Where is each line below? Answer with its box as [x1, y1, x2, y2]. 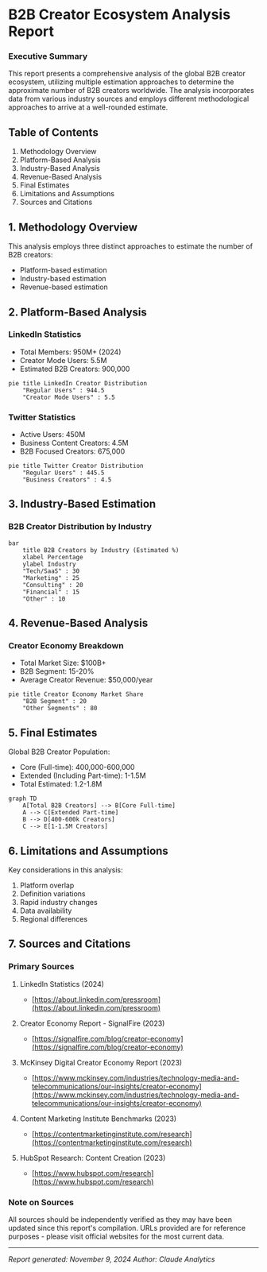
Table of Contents [8, 126, 99, 139]
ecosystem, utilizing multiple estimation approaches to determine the [8, 77, 234, 87]
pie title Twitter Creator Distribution [8, 462, 145, 470]
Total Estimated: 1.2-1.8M [19, 779, 103, 789]
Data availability [19, 906, 72, 915]
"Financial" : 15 [22, 588, 80, 596]
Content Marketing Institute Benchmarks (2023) [19, 1114, 177, 1123]
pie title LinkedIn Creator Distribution [8, 379, 148, 387]
